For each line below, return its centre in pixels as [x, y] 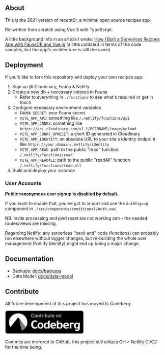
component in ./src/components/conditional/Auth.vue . [61, 209]
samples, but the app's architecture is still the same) [58, 49]
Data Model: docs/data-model [42, 276]
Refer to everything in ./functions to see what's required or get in [86, 97]
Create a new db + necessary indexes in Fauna [60, 92]
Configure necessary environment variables [57, 107]
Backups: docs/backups [37, 271]
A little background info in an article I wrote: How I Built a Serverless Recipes [82, 39]
